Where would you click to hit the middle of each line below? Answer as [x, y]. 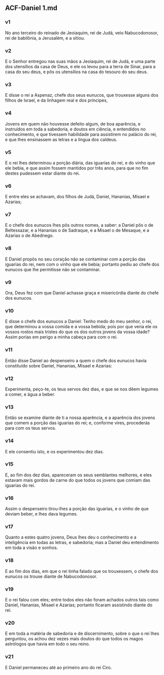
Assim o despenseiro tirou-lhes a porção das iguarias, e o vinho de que [77, 509]
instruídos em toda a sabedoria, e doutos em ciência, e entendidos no [75, 129]
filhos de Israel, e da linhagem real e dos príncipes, [57, 101]
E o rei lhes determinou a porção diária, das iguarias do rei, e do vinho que [80, 163]
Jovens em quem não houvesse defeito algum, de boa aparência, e [73, 124]
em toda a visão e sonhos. [32, 548]
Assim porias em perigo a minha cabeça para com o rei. [61, 337]
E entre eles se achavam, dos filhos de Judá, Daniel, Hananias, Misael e [77, 197]
